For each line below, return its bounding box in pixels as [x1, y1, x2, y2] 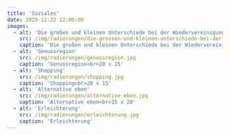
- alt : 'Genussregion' [13, 48, 78, 55]
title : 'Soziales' [7, 10, 60, 17]
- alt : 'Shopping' [13, 67, 66, 74]
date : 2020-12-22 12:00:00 [7, 16, 84, 23]
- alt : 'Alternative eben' [13, 86, 90, 93]
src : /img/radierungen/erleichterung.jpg [19, 111, 139, 118]
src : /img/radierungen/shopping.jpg [19, 73, 125, 80]
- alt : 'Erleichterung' [13, 105, 81, 112]
